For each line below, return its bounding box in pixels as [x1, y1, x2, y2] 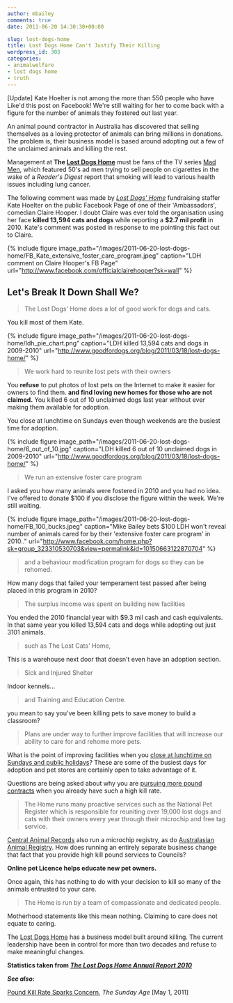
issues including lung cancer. [7, 180, 91, 188]
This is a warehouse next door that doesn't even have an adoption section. [7, 655, 221, 664]
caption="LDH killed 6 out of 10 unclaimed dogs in [72, 445, 218, 453]
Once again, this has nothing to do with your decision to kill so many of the [7, 878, 221, 886]
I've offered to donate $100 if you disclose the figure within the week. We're [7, 494, 225, 502]
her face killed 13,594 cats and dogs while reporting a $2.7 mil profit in [7, 215, 214, 224]
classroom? [7, 717, 40, 725]
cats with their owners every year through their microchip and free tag [24, 815, 226, 823]
